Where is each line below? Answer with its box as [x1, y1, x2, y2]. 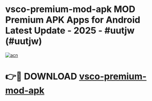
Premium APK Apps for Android [5, 14, 140, 26]
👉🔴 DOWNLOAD [5, 71, 77, 82]
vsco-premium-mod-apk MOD [5, 4, 135, 15]
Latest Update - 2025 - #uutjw [5, 25, 135, 36]
